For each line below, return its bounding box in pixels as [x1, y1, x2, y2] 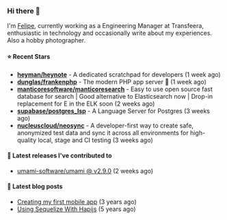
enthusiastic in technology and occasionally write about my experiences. [7, 29, 213, 37]
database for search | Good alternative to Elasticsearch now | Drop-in [16, 92, 213, 100]
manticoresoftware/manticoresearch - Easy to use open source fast [16, 85, 213, 93]
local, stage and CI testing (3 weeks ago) [37, 136, 154, 144]
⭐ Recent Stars [7, 52, 51, 60]
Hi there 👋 [7, 6, 41, 16]
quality [16, 136, 37, 144]
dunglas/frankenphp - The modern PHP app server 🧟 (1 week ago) [16, 77, 207, 86]
